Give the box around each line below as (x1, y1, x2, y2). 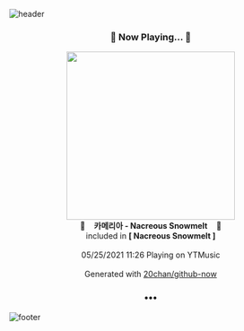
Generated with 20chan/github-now (84, 269, 217, 280)
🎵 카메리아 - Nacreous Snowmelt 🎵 (79, 221, 222, 231)
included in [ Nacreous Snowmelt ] (85, 231, 216, 241)
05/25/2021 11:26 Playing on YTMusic (81, 249, 221, 260)
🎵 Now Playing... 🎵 (109, 30, 192, 43)
